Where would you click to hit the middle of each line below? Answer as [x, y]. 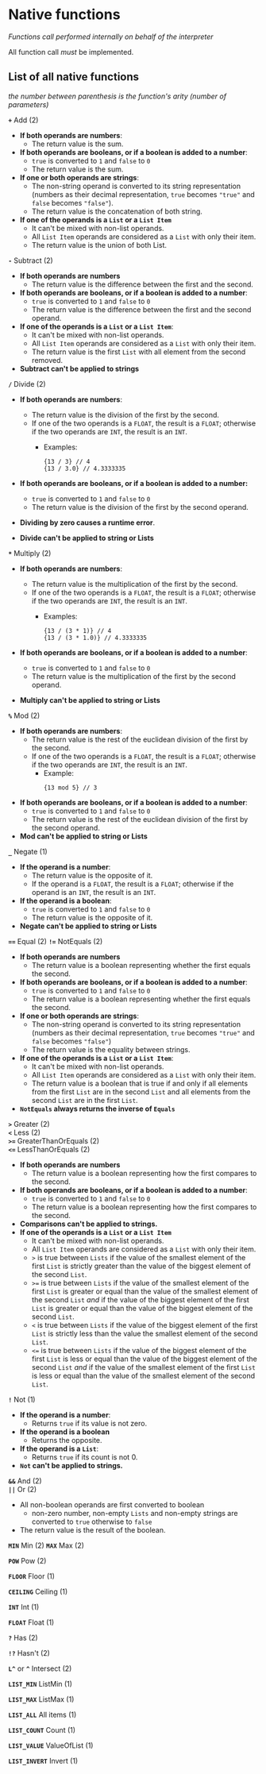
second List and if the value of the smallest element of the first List [143, 1367]
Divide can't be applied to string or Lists [87, 538]
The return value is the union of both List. [99, 245]
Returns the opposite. [67, 1440]
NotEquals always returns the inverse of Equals [97, 1109]
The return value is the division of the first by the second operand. [140, 507]
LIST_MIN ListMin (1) [40, 1683]
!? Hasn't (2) [29, 1653]
